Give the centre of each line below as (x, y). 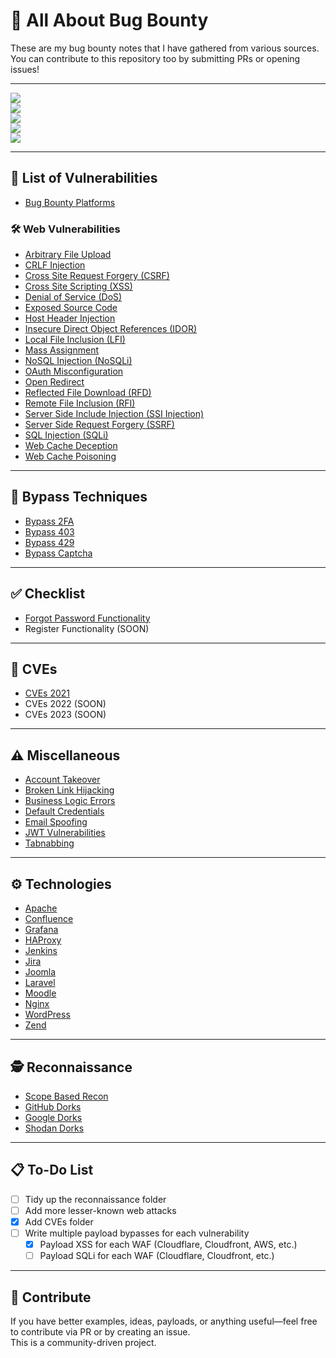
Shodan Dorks (54, 1128)
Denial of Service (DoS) (73, 297)
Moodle (40, 993)
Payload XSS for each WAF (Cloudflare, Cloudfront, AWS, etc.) (168, 1244)
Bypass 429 (49, 542)
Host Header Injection (70, 318)
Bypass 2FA (49, 521)
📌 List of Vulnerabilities (84, 178)
